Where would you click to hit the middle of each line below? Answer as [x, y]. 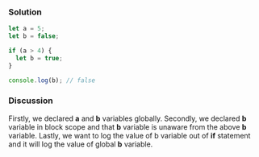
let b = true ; [39, 58]
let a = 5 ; [27, 29]
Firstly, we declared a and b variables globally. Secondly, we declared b [127, 118]
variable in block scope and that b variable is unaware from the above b [127, 126]
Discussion [31, 101]
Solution [25, 12]
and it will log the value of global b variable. [81, 144]
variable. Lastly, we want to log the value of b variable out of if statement [129, 135]
